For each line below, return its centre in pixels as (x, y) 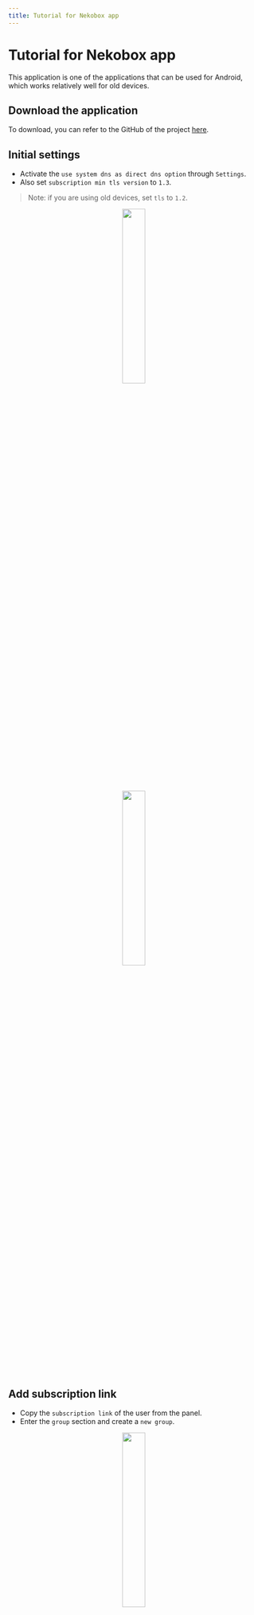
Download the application (73, 110)
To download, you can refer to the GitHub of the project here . (109, 130)
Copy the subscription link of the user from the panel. (111, 1413)
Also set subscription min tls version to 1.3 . (96, 182)
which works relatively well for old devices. (79, 85)
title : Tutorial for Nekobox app (64, 16)
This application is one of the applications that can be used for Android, (125, 77)
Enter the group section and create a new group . (97, 1421)
